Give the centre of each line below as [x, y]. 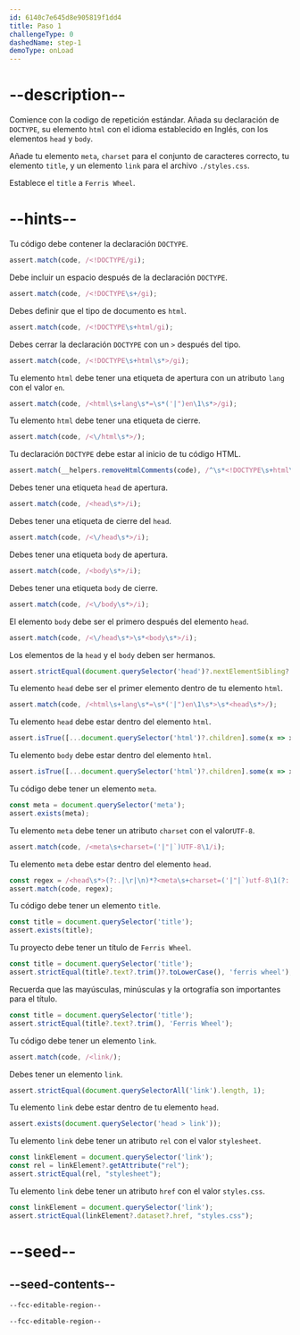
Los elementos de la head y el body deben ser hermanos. [112, 655]
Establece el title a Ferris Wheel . [72, 183]
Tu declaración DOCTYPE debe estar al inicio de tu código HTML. [125, 454]
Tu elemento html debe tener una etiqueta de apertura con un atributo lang [147, 377]
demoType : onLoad [42, 51]
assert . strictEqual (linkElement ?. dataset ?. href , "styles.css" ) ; [131, 1216]
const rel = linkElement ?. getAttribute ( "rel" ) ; [100, 1166]
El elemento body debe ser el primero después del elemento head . [129, 621]
